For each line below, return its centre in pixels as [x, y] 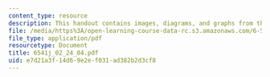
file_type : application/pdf [55, 38]
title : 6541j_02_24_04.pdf [53, 53]
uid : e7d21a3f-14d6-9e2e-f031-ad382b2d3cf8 [82, 61]
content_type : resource [48, 16]
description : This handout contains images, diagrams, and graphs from [131, 23]
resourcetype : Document [48, 46]
